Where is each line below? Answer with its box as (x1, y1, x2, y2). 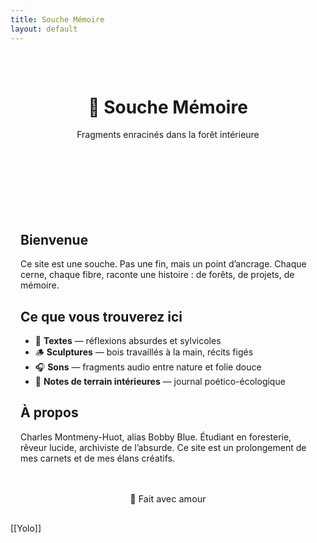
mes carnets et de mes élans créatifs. (20, 452, 176, 464)
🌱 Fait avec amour (129, 492, 207, 505)
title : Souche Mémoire (10, 14, 105, 25)
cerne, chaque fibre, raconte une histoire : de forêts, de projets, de (20, 269, 295, 281)
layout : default (10, 24, 78, 34)
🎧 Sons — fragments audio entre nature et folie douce (34, 361, 262, 373)
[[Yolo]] (10, 522, 42, 535)
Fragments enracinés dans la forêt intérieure (76, 129, 260, 141)
